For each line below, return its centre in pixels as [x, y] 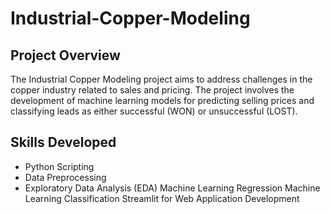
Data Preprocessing [65, 177]
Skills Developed [63, 142]
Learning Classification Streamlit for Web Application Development [162, 198]
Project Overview [65, 55]
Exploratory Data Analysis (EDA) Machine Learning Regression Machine [172, 188]
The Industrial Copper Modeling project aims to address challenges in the [161, 79]
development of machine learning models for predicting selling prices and [162, 100]
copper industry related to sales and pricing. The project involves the [152, 90]
